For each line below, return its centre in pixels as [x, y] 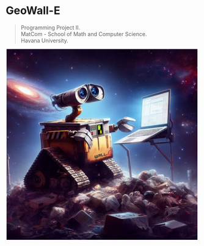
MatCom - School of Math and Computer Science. [84, 34]
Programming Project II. [50, 27]
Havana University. [44, 40]
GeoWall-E [33, 11]
